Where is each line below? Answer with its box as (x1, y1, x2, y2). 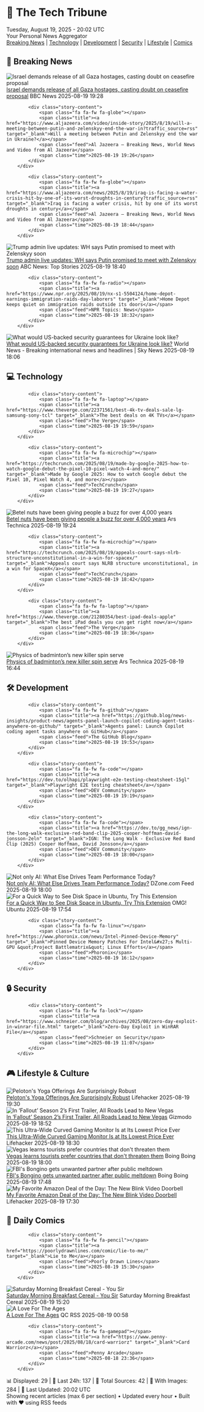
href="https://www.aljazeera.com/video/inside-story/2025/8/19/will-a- (6, 120, 192, 126)
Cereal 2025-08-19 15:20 (6, 1298, 70, 1306)
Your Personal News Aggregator (6, 32, 87, 39)
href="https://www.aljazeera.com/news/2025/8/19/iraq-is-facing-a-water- (6, 190, 199, 196)
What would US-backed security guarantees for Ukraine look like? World (6, 340, 189, 347)
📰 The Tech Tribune (6, 6, 107, 20)
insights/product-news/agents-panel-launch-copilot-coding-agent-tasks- (6, 718, 195, 724)
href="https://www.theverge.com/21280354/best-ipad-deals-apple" (6, 614, 176, 620)
